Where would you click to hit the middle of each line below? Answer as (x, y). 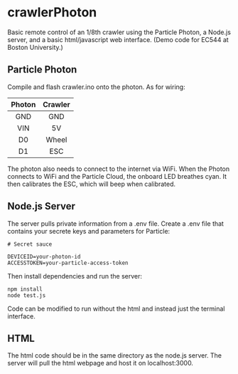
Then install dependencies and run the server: (75, 276)
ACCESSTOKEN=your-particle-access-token (68, 263)
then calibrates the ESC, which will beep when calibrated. (92, 184)
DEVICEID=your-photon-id (44, 256)
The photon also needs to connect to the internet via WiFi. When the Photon (119, 169)
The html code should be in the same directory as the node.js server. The (115, 355)
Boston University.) (36, 47)
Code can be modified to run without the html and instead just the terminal (116, 308)
